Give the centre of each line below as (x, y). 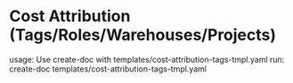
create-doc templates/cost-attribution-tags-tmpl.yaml (108, 69)
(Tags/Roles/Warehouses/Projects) (143, 35)
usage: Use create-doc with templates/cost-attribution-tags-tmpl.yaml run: (147, 59)
